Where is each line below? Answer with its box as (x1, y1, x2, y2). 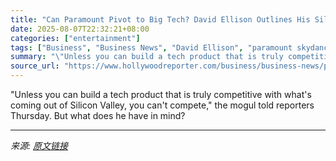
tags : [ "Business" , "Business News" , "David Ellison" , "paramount (10, 42, 293, 53)
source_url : (10, 61, 60, 71)
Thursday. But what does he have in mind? (10, 110, 186, 121)
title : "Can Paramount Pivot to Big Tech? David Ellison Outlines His (10, 14, 311, 25)
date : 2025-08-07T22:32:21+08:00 (10, 24, 150, 34)
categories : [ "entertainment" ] (10, 33, 141, 43)
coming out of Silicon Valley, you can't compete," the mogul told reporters (10, 99, 315, 111)
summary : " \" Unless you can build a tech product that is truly (10, 52, 284, 62)
